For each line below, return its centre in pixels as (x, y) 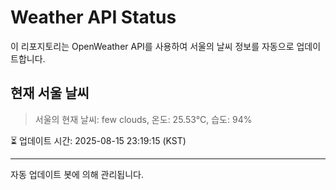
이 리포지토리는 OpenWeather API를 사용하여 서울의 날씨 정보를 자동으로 (152, 46)
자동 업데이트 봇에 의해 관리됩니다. (77, 174)
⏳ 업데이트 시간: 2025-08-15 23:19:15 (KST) (98, 140)
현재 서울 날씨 (50, 93)
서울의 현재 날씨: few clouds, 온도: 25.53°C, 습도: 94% (143, 119)
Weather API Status (93, 17)
